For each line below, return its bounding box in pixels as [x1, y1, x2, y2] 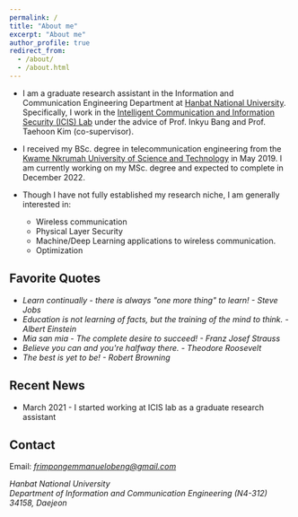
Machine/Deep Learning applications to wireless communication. [35, 235, 276, 246]
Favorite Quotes [9, 271, 101, 286]
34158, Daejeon [9, 497, 67, 508]
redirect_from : [9, 47, 66, 56]
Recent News [9, 378, 85, 393]
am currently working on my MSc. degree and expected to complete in [22, 162, 285, 173]
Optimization [35, 244, 83, 256]
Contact [9, 437, 56, 452]
